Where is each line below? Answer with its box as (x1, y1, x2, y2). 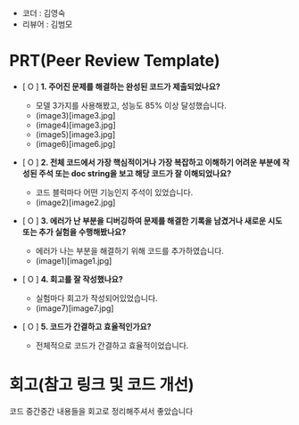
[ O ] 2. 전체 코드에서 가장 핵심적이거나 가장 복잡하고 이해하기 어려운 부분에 (21, 157, 281, 168)
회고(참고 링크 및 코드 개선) (9, 375, 195, 395)
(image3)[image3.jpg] (35, 110, 116, 120)
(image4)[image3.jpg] (35, 119, 116, 130)
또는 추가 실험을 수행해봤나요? (21, 226, 127, 237)
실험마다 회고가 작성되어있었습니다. (35, 292, 158, 303)
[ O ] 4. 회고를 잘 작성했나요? (21, 274, 123, 284)
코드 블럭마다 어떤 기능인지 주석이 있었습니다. (35, 186, 194, 198)
